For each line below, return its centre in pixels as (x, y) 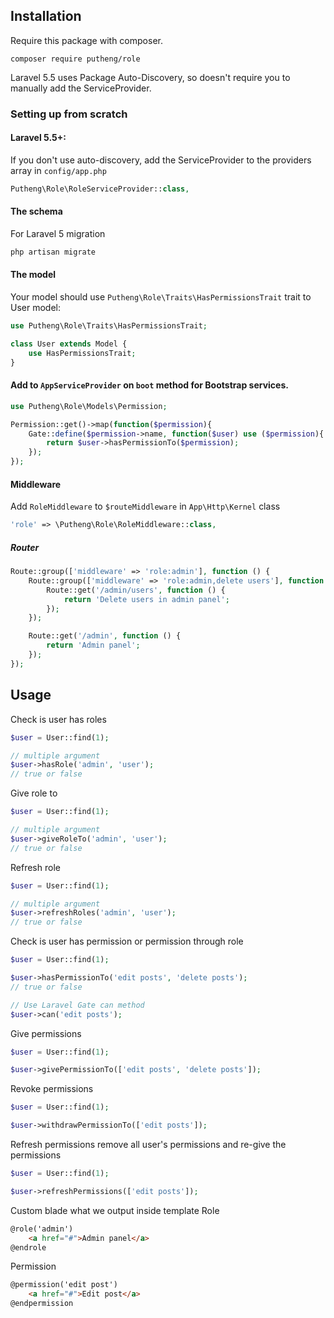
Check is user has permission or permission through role (127, 941)
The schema (36, 211)
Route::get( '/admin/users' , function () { (136, 590)
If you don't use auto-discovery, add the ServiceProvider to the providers (161, 160)
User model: (35, 308)
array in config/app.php (58, 170)
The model (33, 275)
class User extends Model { (69, 344)
